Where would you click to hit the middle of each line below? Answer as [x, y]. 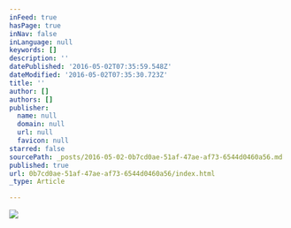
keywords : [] [33, 50]
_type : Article [37, 182]
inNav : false [33, 34]
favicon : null [43, 141]
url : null [35, 133]
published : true [39, 165]
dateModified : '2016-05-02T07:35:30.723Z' [88, 75]
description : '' [39, 58]
